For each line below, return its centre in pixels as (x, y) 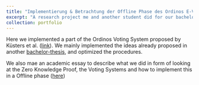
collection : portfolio (34, 22)
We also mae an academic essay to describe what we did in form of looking (98, 63)
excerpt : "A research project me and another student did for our (90, 17)
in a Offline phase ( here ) (36, 76)
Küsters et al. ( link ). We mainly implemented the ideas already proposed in (97, 45)
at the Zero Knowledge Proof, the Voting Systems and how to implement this (99, 70)
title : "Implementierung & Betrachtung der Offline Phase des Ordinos (95, 12)
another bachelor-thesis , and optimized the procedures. (74, 52)
